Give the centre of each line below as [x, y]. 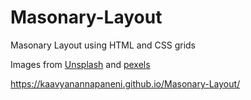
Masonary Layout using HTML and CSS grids [103, 45]
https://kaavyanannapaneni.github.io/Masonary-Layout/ [125, 83]
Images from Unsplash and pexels [80, 64]
